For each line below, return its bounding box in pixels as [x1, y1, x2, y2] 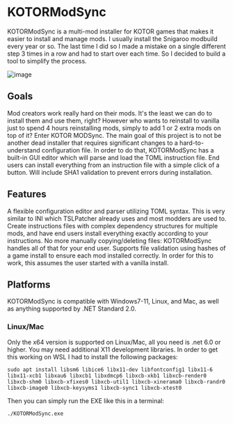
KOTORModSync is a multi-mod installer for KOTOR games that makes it [7, 27, 214, 36]
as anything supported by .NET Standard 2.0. [7, 304, 137, 313]
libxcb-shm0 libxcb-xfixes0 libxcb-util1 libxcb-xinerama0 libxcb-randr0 [7, 378, 226, 385]
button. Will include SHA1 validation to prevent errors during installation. [7, 168, 213, 176]
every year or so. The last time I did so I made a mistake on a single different [7, 42, 226, 50]
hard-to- [179, 139, 204, 147]
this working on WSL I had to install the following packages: [7, 352, 179, 361]
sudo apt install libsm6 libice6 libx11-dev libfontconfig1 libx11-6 [7, 366, 214, 373]
